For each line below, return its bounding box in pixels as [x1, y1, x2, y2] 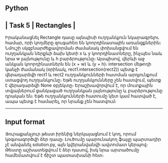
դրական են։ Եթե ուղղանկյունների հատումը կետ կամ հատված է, [5, 93, 157, 99]
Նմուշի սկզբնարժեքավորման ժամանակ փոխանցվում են [5, 45, 138, 51]
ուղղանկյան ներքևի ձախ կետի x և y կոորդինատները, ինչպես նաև [5, 50, 162, 57]
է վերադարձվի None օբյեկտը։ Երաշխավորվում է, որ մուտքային [5, 82, 153, 88]
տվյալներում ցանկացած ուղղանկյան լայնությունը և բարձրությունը [5, 88, 163, 94]
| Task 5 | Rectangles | [5, 21, 76, 30]
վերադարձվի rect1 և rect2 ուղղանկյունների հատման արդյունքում [5, 72, 157, 78]
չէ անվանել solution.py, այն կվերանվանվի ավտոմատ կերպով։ [5, 141, 148, 147]
